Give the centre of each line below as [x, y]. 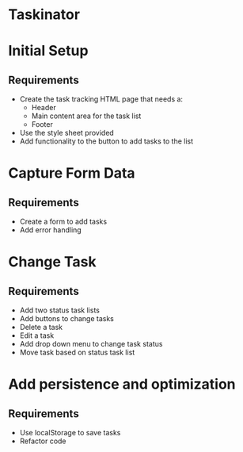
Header [44, 108]
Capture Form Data [72, 173]
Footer [42, 124]
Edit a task [37, 335]
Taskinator [44, 15]
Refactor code [43, 441]
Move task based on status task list [77, 352]
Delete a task [41, 328]
